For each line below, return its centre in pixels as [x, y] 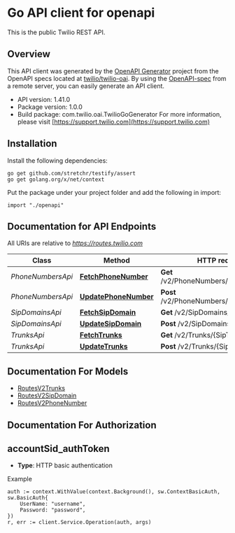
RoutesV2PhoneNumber [52, 403]
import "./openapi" [36, 205]
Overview [29, 54]
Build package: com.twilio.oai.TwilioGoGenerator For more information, [119, 114]
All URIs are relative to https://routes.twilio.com [75, 243]
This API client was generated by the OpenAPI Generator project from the [113, 71]
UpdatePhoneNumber [116, 297]
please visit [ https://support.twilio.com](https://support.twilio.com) [114, 122]
